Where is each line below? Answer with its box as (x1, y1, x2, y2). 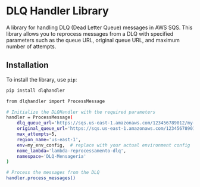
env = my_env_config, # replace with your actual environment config (17, 142, 190, 148)
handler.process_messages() (6, 175, 76, 181)
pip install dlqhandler (6, 88, 65, 93)
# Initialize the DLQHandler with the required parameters (6, 109, 156, 115)
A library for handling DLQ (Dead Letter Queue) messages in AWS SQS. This (6, 24, 193, 31)
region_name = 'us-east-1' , (17, 136, 82, 142)
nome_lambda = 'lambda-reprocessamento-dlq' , (17, 148, 127, 154)
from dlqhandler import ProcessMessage (6, 98, 105, 104)
